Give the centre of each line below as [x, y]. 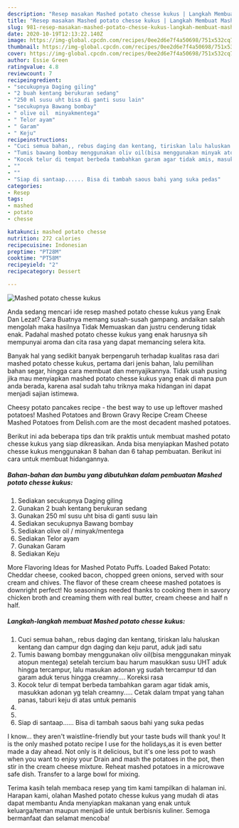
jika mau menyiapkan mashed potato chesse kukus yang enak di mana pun [117, 378]
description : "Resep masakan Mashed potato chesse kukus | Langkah [110, 14]
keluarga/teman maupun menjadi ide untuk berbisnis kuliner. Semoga [109, 810]
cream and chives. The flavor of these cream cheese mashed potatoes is [115, 582]
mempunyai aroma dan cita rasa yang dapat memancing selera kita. [107, 341]
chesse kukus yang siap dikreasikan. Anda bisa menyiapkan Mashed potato [118, 444]
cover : [17, 54]
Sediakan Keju [39, 553]
